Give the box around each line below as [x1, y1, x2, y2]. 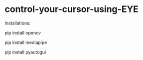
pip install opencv [4, 29, 41, 35]
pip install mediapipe [4, 39, 47, 45]
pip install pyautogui [4, 49, 46, 55]
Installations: [4, 20, 31, 26]
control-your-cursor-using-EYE [4, 3, 139, 15]
